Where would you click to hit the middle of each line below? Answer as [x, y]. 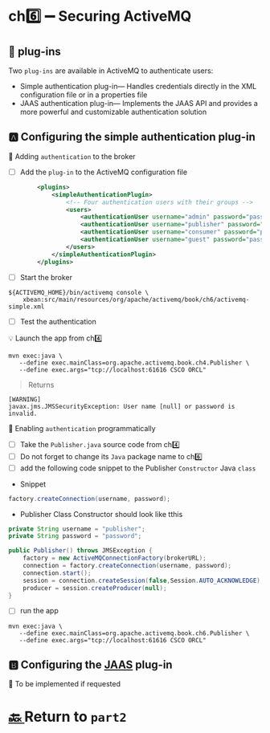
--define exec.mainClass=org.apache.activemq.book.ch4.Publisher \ [134, 363]
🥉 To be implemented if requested [64, 684]
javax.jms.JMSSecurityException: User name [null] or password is [122, 406]
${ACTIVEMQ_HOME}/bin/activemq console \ [79, 292]
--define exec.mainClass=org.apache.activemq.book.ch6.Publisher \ [134, 633]
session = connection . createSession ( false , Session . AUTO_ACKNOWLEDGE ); [143, 580]
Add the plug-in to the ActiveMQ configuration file [103, 172]
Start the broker [46, 277]
